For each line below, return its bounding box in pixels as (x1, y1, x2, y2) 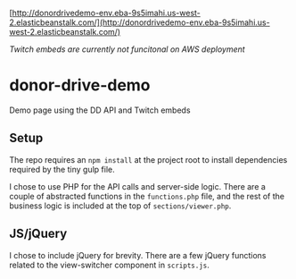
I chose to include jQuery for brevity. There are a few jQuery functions (9, 249, 267, 260)
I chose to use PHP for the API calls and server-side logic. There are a (9, 181, 266, 191)
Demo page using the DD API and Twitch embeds (9, 105, 191, 115)
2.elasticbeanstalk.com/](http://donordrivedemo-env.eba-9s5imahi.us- (9, 17, 270, 28)
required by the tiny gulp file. (9, 164, 115, 174)
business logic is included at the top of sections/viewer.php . (9, 200, 232, 211)
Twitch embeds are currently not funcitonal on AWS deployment (9, 44, 245, 55)
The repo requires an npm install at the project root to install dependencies (9, 154, 288, 165)
